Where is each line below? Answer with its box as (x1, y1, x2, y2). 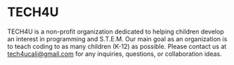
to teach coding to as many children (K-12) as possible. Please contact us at (7, 42, 227, 50)
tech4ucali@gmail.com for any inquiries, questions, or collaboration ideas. (7, 50, 223, 58)
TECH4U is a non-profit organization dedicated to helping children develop (7, 27, 224, 36)
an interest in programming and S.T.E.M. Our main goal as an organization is (7, 34, 228, 43)
